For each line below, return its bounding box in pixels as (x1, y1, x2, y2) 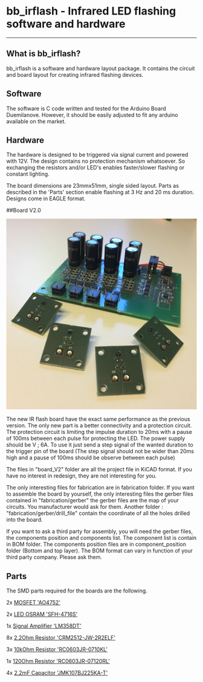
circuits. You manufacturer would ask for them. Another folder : (6, 503, 164, 511)
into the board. (6, 516, 43, 523)
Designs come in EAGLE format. (6, 195, 86, 202)
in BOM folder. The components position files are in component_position (6, 540, 186, 548)
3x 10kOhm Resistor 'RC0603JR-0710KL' (6, 646, 108, 653)
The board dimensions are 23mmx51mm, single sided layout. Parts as (6, 182, 179, 189)
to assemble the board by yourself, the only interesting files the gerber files (6, 490, 193, 497)
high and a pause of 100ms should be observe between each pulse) (6, 454, 175, 461)
